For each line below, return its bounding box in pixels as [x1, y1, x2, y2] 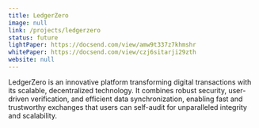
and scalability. [8, 111, 58, 120]
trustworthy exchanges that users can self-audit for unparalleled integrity [8, 102, 248, 111]
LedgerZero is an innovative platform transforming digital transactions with [8, 77, 252, 87]
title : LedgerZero [8, 11, 69, 20]
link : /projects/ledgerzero [8, 26, 101, 34]
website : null [8, 56, 55, 64]
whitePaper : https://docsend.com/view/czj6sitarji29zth [8, 48, 196, 56]
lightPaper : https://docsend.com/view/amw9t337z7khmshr [8, 41, 196, 49]
